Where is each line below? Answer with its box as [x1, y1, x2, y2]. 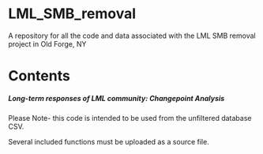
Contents [8, 67, 71, 85]
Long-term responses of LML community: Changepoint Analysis [8, 93, 225, 103]
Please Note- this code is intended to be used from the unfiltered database [8, 114, 252, 123]
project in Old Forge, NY [8, 39, 87, 48]
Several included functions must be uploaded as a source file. [8, 137, 209, 147]
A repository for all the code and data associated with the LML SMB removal [8, 31, 256, 40]
